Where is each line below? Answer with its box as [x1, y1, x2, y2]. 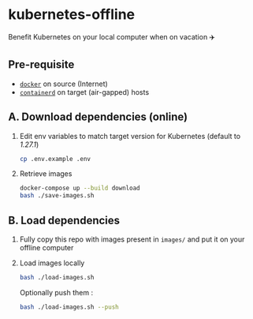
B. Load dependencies [8, 213, 121, 227]
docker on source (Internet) [19, 79, 108, 88]
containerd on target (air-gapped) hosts [19, 87, 150, 96]
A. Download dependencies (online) [8, 111, 188, 124]
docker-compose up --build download [19, 184, 140, 193]
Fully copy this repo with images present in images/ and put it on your [19, 235, 245, 244]
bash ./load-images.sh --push [19, 302, 120, 311]
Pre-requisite [8, 58, 75, 72]
